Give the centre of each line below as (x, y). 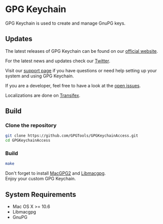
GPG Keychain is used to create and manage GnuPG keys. (65, 23)
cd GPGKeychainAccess (28, 141)
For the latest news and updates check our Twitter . (58, 61)
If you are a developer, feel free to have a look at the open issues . (73, 85)
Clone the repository (31, 126)
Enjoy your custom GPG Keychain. (41, 179)
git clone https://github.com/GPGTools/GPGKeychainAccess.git (72, 136)
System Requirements (41, 194)
